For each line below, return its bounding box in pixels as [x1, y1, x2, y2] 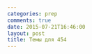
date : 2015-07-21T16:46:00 [7, 23, 86, 30]
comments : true [7, 17, 52, 24]
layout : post [7, 29, 45, 37]
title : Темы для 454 [7, 36, 68, 43]
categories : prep [7, 10, 58, 18]
